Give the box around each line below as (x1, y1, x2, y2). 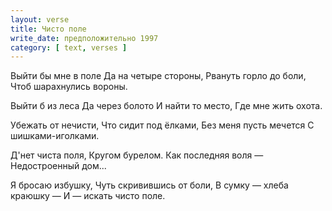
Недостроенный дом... (10, 160, 107, 172)
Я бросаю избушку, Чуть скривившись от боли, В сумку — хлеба (10, 179, 289, 191)
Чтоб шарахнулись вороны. (10, 81, 128, 93)
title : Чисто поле (10, 24, 87, 34)
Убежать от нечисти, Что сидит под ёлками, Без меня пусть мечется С (10, 119, 315, 131)
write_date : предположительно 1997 (10, 33, 159, 43)
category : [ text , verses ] (10, 42, 128, 53)
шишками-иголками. (10, 130, 100, 142)
